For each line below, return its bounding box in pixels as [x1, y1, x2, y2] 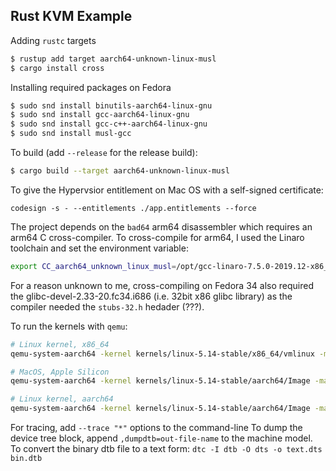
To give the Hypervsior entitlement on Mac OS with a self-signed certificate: [10, 184, 324, 196]
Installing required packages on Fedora [10, 81, 172, 93]
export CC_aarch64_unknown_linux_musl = [10, 261, 177, 271]
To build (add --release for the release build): [10, 147, 198, 159]
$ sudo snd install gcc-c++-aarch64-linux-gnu [10, 119, 208, 129]
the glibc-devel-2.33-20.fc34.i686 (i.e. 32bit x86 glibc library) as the [10, 290, 293, 302]
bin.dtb [10, 454, 43, 464]
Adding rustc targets [10, 34, 97, 46]
